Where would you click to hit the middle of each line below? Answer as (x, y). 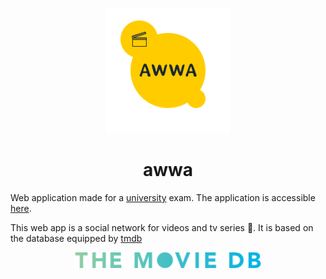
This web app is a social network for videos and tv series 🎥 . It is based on (162, 227)
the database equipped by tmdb (76, 238)
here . (21, 208)
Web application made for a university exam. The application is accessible (163, 197)
